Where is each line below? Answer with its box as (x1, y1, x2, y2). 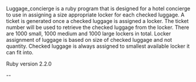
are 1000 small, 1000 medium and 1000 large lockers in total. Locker (6, 30, 171, 37)
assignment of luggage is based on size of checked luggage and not (6, 37, 172, 43)
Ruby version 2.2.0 (6, 60, 52, 67)
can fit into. (6, 49, 34, 55)
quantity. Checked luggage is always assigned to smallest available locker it (6, 42, 190, 50)
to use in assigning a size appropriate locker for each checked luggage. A (6, 11, 185, 18)
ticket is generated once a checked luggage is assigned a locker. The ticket (6, 18, 189, 24)
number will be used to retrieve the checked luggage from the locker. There (6, 24, 190, 31)
